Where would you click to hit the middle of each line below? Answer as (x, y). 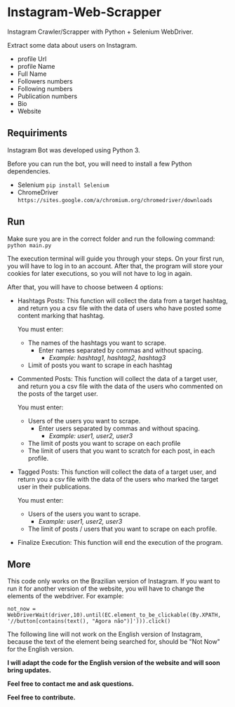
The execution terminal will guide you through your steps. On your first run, (116, 258)
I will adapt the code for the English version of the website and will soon (114, 663)
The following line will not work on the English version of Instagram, (105, 634)
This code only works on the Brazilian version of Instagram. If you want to (114, 581)
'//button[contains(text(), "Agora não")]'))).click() (89, 621)
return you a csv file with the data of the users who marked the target (118, 479)
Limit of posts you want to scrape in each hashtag (100, 365)
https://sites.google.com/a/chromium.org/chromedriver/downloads (115, 200)
